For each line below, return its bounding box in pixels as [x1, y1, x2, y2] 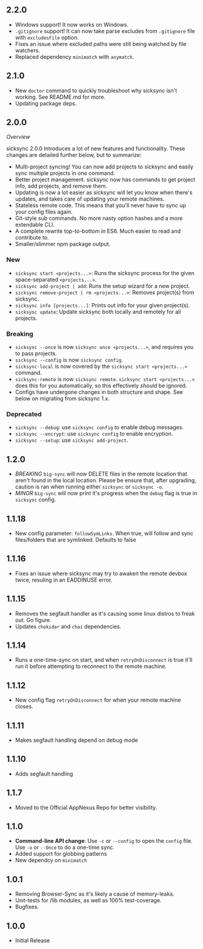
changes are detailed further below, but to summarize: [6, 152, 142, 159]
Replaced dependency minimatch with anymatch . [15, 53, 135, 60]
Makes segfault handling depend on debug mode [15, 736, 138, 744]
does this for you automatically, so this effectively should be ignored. [15, 382, 187, 390]
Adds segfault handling [15, 770, 73, 778]
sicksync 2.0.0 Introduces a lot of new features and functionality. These [6, 145, 185, 152]
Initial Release [15, 937, 50, 944]
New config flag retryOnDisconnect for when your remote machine [15, 696, 181, 704]
